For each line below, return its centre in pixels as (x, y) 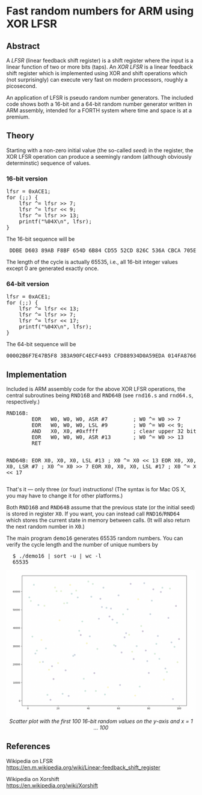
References (28, 747)
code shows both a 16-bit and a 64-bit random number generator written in (99, 104)
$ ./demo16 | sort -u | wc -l (57, 556)
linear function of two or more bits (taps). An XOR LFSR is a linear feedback (99, 67)
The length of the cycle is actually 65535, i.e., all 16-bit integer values (92, 262)
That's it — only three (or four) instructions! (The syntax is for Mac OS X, (96, 490)
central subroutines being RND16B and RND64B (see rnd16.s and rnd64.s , (100, 396)
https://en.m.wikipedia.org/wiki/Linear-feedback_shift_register (83, 767)
